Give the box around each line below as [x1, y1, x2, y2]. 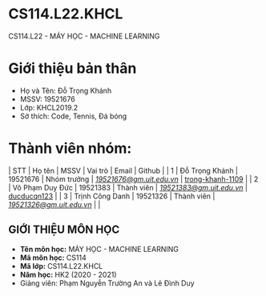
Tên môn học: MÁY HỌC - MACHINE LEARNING [19, 244, 179, 254]
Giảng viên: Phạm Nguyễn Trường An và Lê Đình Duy [19, 278, 195, 288]
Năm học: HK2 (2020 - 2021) [19, 270, 117, 279]
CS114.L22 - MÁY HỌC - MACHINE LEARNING [8, 31, 160, 41]
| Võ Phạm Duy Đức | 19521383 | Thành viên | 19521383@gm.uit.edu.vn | [8, 182, 248, 192]
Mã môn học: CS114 [19, 253, 87, 262]
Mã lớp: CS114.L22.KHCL [19, 261, 103, 270]
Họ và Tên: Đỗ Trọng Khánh [19, 86, 112, 95]
